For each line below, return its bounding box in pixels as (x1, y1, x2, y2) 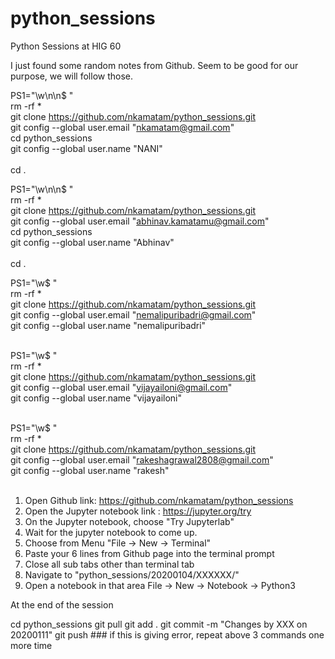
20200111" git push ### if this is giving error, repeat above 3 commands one (10, 628, 325, 641)
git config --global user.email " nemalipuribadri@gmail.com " (10, 308, 257, 321)
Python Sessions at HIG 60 (10, 40, 122, 52)
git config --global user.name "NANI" (10, 142, 163, 154)
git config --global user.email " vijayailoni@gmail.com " (10, 381, 233, 393)
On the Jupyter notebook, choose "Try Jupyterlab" (24, 515, 235, 527)
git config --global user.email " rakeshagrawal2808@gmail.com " (10, 453, 274, 466)
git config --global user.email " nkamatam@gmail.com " (10, 121, 235, 133)
